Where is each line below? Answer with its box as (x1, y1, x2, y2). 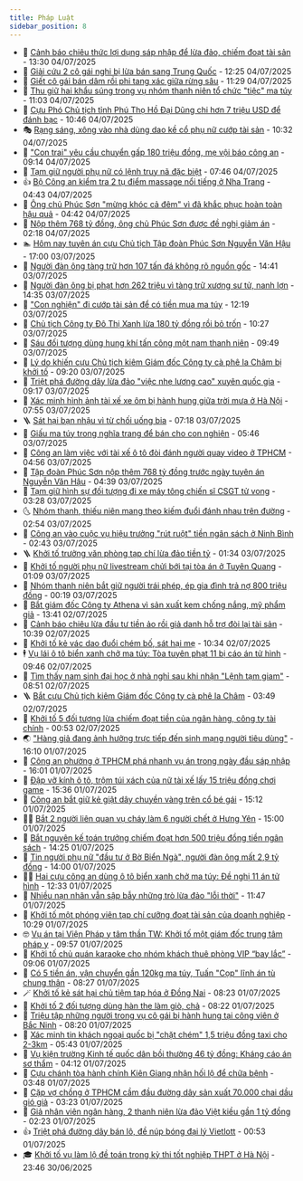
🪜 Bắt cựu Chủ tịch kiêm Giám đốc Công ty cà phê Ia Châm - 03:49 (22, 690, 276, 701)
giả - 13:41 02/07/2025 (22, 608, 108, 620)
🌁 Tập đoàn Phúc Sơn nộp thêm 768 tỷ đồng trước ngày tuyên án (22, 466, 265, 477)
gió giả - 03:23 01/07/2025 (22, 1096, 124, 1107)
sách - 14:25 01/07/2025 (22, 842, 115, 852)
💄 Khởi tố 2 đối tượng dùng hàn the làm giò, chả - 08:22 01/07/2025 (22, 1000, 275, 1011)
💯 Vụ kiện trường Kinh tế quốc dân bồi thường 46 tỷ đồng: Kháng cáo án (22, 1048, 292, 1059)
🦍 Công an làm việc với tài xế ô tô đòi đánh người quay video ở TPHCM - (22, 447, 292, 458)
